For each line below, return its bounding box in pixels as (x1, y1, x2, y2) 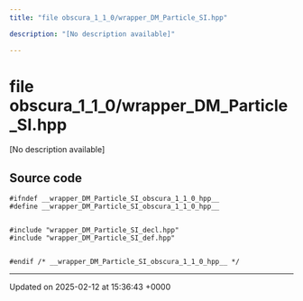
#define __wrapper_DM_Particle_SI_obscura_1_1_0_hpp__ (9, 202, 220, 212)
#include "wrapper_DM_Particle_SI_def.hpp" (9, 233, 176, 243)
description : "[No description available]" (9, 29, 176, 39)
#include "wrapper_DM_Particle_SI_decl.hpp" (9, 226, 179, 235)
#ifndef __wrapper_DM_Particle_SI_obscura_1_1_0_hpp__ (9, 195, 220, 204)
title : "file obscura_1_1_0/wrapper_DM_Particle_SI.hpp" (9, 13, 228, 23)
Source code (9, 170, 83, 186)
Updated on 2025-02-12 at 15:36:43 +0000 (9, 281, 171, 293)
